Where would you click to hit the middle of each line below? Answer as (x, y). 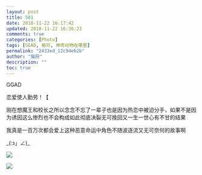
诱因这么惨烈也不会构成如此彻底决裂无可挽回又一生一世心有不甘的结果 (98, 117)
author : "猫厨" (24, 57)
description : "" (27, 62)
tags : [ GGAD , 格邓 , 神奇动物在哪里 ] (48, 46)
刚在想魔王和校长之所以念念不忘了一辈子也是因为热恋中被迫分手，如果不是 (99, 110)
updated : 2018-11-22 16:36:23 (44, 29)
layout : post (23, 12)
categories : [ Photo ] (32, 40)
